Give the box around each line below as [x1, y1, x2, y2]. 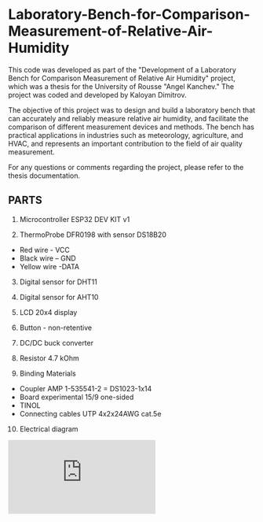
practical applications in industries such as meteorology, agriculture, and [8, 130, 243, 139]
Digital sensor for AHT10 [19, 292, 99, 302]
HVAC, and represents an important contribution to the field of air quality [8, 139, 243, 148]
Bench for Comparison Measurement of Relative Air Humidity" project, [8, 73, 236, 83]
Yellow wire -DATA [19, 261, 80, 271]
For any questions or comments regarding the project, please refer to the [8, 162, 244, 172]
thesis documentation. [8, 171, 81, 180]
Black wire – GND [19, 254, 76, 263]
